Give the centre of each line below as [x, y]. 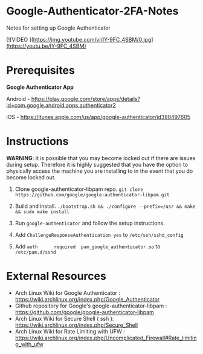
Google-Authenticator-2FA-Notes [92, 11]
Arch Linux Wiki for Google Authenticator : [68, 293]
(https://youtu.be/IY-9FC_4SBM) [46, 46]
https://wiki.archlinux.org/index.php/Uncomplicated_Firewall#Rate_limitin [106, 338]
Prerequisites [41, 70]
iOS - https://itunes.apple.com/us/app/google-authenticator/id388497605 [98, 117]
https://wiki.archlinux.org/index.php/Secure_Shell [76, 325]
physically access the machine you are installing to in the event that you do [100, 171]
